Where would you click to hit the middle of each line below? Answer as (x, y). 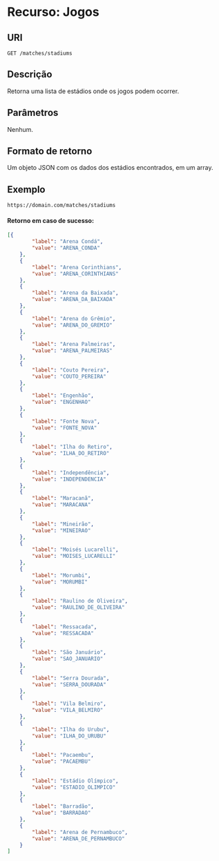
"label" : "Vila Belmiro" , (69, 704)
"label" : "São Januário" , (69, 652)
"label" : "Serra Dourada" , (71, 678)
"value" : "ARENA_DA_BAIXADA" (74, 300)
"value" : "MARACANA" (61, 505)
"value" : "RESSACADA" (63, 633)
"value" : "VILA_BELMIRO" (68, 710)
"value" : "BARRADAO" (61, 813)
